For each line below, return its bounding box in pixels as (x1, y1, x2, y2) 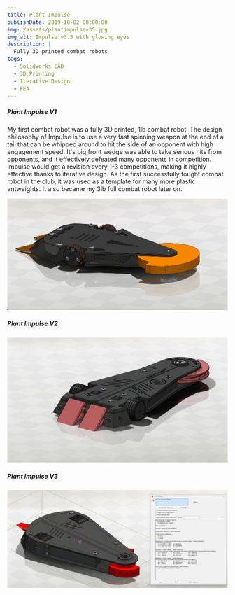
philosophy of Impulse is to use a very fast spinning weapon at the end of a (7, 133, 224, 141)
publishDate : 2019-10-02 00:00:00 (7, 18, 108, 26)
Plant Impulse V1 (7, 107, 57, 115)
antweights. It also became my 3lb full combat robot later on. (7, 185, 183, 193)
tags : (7, 56, 23, 63)
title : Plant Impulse (7, 11, 71, 18)
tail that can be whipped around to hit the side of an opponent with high (7, 140, 213, 148)
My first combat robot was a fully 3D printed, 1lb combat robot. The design (7, 125, 222, 134)
